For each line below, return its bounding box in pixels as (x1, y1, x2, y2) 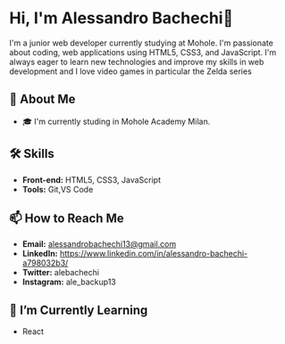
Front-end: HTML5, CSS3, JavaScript (21, 174, 161, 185)
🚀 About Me (9, 92, 76, 107)
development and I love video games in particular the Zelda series (9, 66, 252, 77)
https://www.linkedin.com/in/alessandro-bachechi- (59, 249, 248, 259)
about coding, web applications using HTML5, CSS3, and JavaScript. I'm (9, 46, 277, 57)
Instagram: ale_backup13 (21, 276, 116, 288)
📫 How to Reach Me (9, 210, 124, 225)
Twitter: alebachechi (21, 267, 100, 278)
